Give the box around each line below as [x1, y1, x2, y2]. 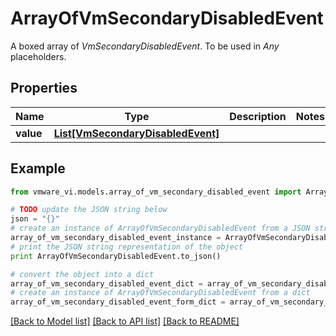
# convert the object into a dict [10, 269, 155, 279]
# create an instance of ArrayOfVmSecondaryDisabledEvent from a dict [10, 288, 311, 298]
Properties [10, 80, 78, 97]
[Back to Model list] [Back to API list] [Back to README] [10, 315, 240, 327]
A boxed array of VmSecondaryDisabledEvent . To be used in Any [10, 40, 280, 52]
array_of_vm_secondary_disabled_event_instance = [10, 233, 222, 243]
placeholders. [10, 50, 67, 62]
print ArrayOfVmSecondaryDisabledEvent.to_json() [10, 251, 222, 261]
